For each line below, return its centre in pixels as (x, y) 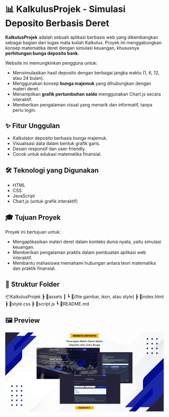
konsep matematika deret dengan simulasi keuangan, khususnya (72, 48)
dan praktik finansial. (34, 268)
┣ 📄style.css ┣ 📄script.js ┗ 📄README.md (47, 304)
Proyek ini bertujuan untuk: (33, 232)
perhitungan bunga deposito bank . (42, 53)
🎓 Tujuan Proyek (33, 217)
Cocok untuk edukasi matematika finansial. (57, 154)
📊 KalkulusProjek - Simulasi (65, 9)
